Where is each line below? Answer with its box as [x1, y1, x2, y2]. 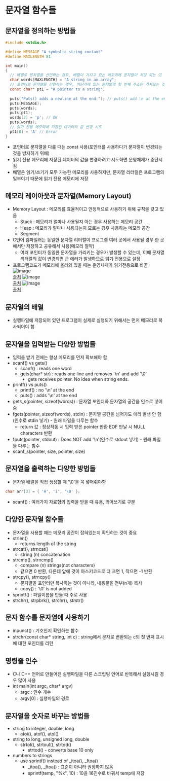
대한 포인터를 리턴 [18, 640, 54, 647]
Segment [20, 231, 39, 237]
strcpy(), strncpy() [12, 574, 51, 580]
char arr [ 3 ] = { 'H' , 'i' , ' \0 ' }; [5, 489, 80, 494]
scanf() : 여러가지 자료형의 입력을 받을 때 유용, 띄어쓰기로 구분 [12, 499, 136, 505]
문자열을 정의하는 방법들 [5, 26, 76, 35]
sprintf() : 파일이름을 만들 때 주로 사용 [12, 591, 88, 597]
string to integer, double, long [12, 726, 74, 731]
